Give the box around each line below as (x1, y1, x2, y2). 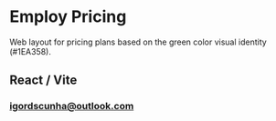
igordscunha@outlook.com (9, 100, 134, 113)
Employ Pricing (9, 6, 127, 27)
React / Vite (9, 73, 78, 88)
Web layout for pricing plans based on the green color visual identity (9, 36, 267, 47)
